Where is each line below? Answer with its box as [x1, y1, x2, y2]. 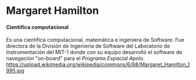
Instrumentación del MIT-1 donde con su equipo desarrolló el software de [6, 49, 183, 56]
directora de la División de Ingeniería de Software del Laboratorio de [6, 42, 170, 50]
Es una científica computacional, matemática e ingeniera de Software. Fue [6, 37, 185, 43]
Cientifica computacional [6, 23, 69, 30]
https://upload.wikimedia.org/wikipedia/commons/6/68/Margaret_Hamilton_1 [6, 61, 190, 68]
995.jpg [6, 67, 24, 74]
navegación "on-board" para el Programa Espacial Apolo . [6, 55, 145, 62]
